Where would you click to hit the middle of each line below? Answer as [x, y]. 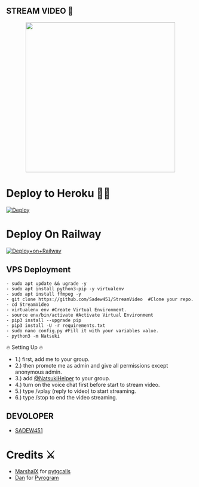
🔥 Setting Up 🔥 [25, 347]
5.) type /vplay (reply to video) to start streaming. [75, 391]
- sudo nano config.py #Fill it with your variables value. [83, 330]
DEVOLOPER [30, 416]
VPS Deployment [39, 270]
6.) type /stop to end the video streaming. [66, 397]
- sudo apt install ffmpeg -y [44, 294]
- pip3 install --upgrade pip [44, 320]
